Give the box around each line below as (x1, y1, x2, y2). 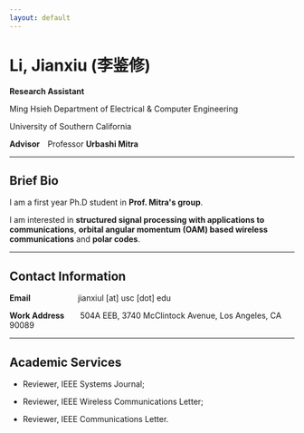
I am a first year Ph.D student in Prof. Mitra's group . (9, 197, 204, 208)
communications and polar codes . (9, 234, 140, 245)
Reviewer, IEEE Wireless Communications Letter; (22, 396, 204, 407)
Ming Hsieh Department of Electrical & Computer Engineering (9, 103, 239, 114)
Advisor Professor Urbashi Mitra (9, 138, 138, 149)
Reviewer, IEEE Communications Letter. (22, 414, 169, 424)
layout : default (9, 13, 71, 23)
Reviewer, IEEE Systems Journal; (22, 379, 145, 390)
